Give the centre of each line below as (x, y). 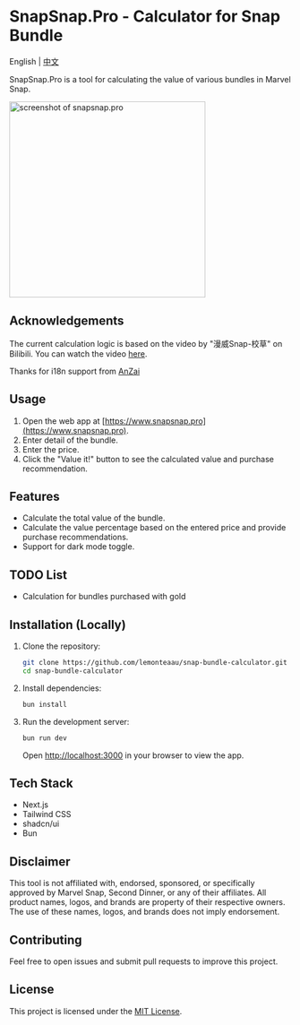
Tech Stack (41, 783)
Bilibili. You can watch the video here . (78, 353)
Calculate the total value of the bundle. (94, 518)
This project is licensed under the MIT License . (96, 1011)
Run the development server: (76, 721)
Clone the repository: (61, 646)
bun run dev (44, 738)
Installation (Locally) (68, 624)
